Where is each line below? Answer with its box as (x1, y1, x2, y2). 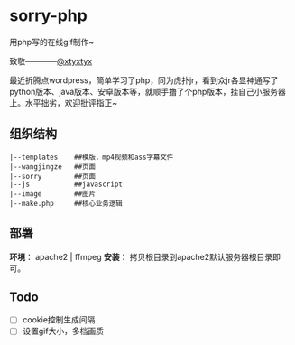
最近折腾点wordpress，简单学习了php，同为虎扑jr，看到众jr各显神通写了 (9, 74, 279, 86)
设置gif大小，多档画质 (22, 326, 104, 337)
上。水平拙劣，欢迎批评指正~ (9, 97, 118, 108)
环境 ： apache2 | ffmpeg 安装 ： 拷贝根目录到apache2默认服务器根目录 (9, 251, 273, 262)
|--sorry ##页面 (9, 172, 97, 181)
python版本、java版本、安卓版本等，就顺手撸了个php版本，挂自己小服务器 (9, 86, 287, 97)
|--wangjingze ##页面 (9, 162, 97, 172)
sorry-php (9, 5, 88, 26)
